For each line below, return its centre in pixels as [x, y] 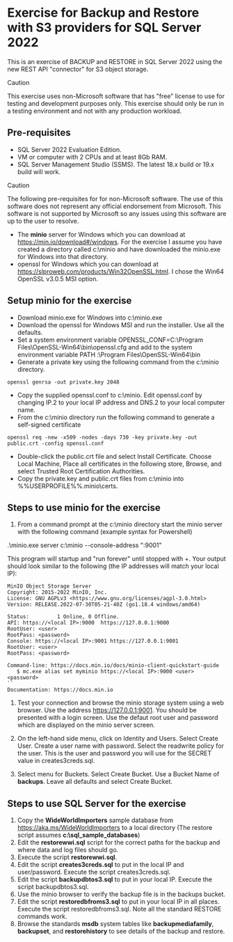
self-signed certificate [49, 424]
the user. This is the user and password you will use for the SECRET [114, 753]
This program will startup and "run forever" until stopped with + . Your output [116, 559]
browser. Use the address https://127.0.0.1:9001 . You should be [107, 710]
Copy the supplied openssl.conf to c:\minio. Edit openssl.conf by [110, 395]
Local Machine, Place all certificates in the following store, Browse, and [119, 464]
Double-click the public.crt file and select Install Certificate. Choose [114, 456]
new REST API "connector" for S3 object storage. [78, 69]
